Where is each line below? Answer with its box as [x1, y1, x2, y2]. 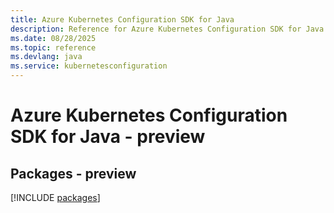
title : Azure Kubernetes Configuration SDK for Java [10, 14, 235, 25]
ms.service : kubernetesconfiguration [10, 61, 168, 71]
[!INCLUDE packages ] [10, 192, 101, 203]
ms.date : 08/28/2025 [10, 33, 97, 43]
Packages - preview [10, 165, 137, 182]
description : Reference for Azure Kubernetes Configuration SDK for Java [10, 24, 325, 34]
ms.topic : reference [10, 42, 97, 53]
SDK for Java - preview [10, 126, 206, 148]
